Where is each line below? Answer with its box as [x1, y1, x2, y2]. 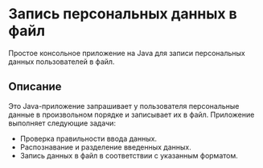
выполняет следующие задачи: [8, 118, 117, 128]
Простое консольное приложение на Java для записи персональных [8, 48, 245, 58]
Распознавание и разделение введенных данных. [19, 142, 191, 152]
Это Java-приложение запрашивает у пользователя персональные [8, 101, 240, 110]
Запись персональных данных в [8, 5, 237, 23]
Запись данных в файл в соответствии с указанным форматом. [19, 150, 239, 160]
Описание [8, 80, 62, 94]
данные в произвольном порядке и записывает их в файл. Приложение [8, 110, 255, 119]
